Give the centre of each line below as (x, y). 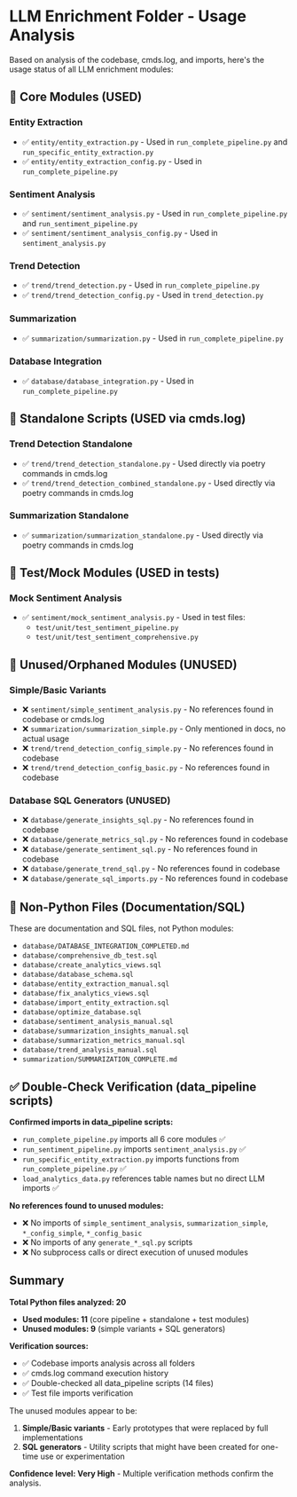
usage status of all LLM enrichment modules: (92, 69)
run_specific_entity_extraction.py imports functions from (130, 1159)
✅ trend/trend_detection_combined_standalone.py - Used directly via (148, 483)
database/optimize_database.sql (82, 1012)
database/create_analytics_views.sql (92, 965)
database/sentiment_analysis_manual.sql (98, 1022)
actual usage (45, 739)
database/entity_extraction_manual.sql (96, 984)
